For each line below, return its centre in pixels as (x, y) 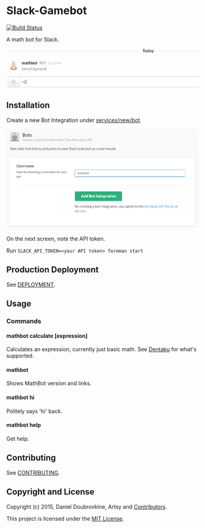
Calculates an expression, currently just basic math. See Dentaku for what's (102, 349)
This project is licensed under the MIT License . (65, 518)
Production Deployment (52, 270)
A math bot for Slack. (33, 39)
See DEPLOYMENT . (31, 284)
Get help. (18, 439)
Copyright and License (50, 492)
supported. (20, 356)
